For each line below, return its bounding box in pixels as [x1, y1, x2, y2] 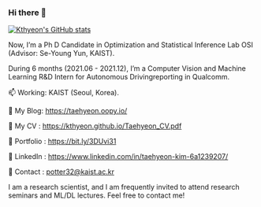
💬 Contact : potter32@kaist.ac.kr [8, 167, 114, 176]
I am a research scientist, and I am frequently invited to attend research [8, 183, 240, 192]
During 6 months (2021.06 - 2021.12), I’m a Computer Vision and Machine [8, 64, 247, 73]
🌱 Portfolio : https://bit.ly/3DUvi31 [8, 137, 117, 146]
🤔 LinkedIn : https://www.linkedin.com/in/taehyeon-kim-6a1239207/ [8, 152, 229, 161]
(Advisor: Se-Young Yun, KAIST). [8, 49, 115, 58]
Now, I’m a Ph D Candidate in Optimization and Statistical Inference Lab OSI [8, 40, 254, 50]
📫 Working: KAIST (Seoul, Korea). [8, 88, 120, 98]
